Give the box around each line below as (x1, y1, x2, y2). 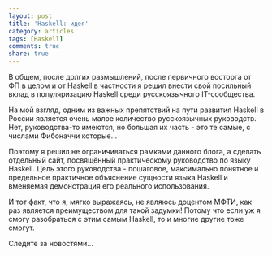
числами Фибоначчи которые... (8, 131, 118, 141)
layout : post (8, 11, 53, 20)
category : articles (8, 27, 75, 35)
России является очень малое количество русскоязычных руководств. (8, 114, 257, 123)
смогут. (8, 223, 35, 232)
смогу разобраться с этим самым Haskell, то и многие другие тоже (8, 215, 244, 223)
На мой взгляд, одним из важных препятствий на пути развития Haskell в (8, 105, 265, 115)
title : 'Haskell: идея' (8, 20, 89, 28)
